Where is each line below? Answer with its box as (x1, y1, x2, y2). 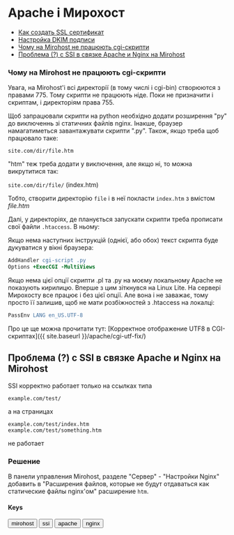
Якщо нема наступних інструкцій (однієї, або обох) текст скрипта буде (8, 236, 219, 245)
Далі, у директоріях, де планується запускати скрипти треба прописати (8, 215, 223, 224)
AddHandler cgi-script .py (8, 257, 86, 264)
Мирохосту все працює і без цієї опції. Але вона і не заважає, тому (8, 291, 208, 299)
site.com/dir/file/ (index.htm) (8, 181, 99, 189)
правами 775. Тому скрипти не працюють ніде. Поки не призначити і (8, 91, 214, 99)
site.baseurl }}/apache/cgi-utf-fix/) (46, 331, 146, 340)
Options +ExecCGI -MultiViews (8, 264, 96, 271)
